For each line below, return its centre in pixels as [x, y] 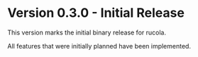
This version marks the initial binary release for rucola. [87, 32]
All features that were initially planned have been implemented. [99, 46]
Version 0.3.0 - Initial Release [96, 13]
